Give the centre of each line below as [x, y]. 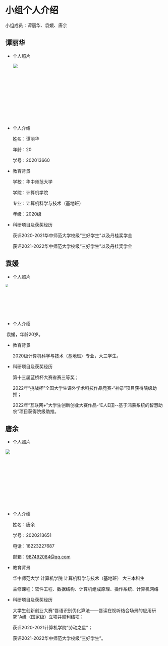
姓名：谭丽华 [26, 139]
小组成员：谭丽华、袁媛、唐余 [36, 25]
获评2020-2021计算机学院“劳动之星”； [52, 628]
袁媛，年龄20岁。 [25, 334]
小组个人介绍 [32, 10]
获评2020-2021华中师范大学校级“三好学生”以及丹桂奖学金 [72, 235]
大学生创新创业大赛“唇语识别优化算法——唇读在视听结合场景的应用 [82, 611]
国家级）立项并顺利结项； [58, 617]
